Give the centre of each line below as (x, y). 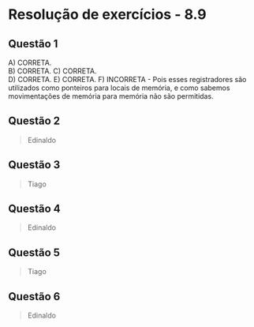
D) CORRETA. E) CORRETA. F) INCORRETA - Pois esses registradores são (127, 79)
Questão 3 (34, 165)
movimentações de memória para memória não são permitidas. (111, 96)
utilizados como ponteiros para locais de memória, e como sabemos (119, 88)
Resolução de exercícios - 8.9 (107, 15)
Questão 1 (33, 44)
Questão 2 (34, 121)
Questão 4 (34, 209)
